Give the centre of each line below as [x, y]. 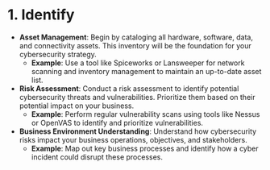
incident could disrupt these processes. [97, 157]
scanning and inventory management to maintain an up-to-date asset [146, 71]
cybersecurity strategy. [58, 54]
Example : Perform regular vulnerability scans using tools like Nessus [145, 114]
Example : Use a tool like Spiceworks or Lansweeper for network [138, 63]
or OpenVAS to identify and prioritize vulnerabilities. [117, 122]
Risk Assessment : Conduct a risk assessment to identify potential [129, 88]
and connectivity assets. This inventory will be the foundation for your [135, 45]
